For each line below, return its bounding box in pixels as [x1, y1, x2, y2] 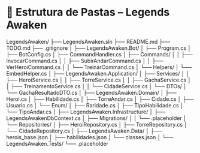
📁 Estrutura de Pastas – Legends [6, 5, 170, 19]
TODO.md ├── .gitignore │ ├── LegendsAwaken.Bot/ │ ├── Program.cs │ [6, 44, 192, 52]
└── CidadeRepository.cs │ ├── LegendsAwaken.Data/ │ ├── [6, 127, 162, 134]
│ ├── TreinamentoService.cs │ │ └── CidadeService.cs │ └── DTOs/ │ [6, 82, 187, 89]
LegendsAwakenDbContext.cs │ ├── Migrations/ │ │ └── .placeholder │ [6, 114, 187, 122]
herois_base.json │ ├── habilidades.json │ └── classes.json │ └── [6, 133, 174, 140]
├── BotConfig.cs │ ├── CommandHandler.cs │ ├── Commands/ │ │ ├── [6, 50, 193, 58]
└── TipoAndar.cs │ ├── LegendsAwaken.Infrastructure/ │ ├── [6, 108, 166, 115]
